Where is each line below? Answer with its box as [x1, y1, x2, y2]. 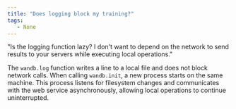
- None [16, 23, 37, 30]
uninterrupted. [7, 94, 49, 102]
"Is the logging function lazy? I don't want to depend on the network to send [7, 43, 230, 51]
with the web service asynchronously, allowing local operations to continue [7, 86, 226, 95]
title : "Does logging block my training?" [7, 10, 134, 18]
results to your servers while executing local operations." [7, 50, 173, 58]
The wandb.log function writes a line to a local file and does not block [7, 64, 208, 72]
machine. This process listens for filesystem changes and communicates [7, 79, 220, 87]
